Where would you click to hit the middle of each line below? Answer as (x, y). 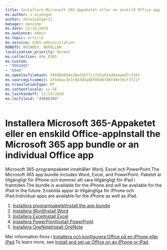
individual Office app (50, 155)
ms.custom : (17, 61)
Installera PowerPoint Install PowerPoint (53, 222)
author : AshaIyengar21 (29, 19)
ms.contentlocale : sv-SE (31, 89)
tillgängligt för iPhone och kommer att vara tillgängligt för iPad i (70, 180)
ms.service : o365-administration (40, 43)
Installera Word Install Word (40, 211)
